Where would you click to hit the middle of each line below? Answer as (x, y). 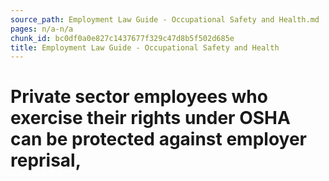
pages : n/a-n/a (42, 29)
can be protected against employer (159, 139)
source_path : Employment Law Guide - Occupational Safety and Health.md (165, 19)
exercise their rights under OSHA (150, 118)
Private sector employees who (139, 97)
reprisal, (46, 160)
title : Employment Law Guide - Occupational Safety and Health (145, 47)
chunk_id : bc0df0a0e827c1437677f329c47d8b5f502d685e (122, 38)
